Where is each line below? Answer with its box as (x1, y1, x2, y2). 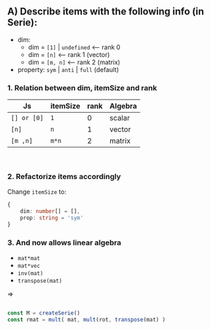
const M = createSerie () (7, 310, 80, 317)
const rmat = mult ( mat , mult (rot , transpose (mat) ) (7, 317, 166, 324)
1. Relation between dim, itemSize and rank (7, 82, 157, 92)
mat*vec (17, 262, 40, 270)
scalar (109, 113, 131, 123)
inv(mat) (17, 270, 44, 277)
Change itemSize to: (7, 188, 67, 196)
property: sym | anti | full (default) (17, 65, 119, 73)
